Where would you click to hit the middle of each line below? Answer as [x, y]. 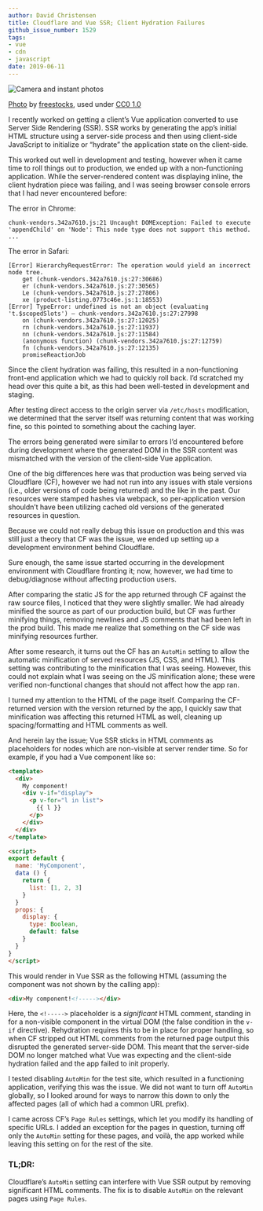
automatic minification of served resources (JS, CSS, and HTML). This [122, 659]
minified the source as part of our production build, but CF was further [122, 611]
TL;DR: [22, 1165]
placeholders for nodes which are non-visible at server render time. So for [128, 748]
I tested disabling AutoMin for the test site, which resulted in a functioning [126, 1079]
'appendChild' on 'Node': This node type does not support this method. [130, 229]
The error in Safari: [38, 251]
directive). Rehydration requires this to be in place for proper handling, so [135, 1030]
